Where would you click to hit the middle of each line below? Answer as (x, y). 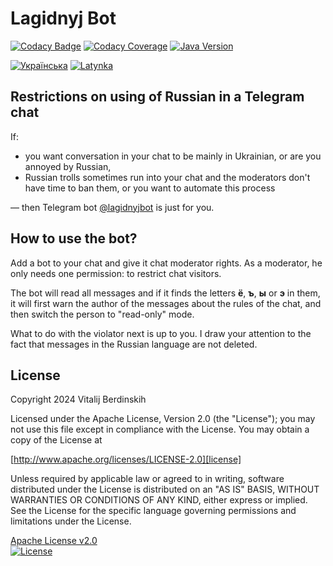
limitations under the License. (71, 521)
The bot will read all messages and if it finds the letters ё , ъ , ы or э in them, (165, 293)
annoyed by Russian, (68, 166)
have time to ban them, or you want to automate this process (150, 188)
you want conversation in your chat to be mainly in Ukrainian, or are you (173, 156)
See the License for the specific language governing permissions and (153, 511)
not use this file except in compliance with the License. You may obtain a (160, 429)
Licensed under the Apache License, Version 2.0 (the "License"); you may (163, 419)
